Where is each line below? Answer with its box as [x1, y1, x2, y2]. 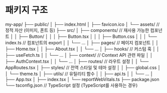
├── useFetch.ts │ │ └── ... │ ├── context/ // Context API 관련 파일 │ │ [5, 52, 153, 58]
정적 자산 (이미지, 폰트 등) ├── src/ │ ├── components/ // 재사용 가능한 [5, 27, 149, 33]
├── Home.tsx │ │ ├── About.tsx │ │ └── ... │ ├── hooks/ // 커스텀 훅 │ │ [5, 46, 159, 52]
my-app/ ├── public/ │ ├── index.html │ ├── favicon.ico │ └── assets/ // [5, 21, 160, 27]
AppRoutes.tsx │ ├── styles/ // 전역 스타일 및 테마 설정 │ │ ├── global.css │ [5, 64, 161, 70]
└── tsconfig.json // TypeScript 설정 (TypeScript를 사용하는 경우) [5, 82, 138, 88]
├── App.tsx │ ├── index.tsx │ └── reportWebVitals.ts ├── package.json [5, 76, 159, 82]
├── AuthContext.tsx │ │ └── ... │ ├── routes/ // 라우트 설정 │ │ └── [5, 58, 149, 64]
